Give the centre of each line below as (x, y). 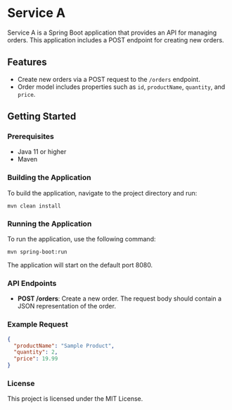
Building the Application (49, 178)
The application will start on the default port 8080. (80, 265)
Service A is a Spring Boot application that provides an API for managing (112, 32)
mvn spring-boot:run (38, 252)
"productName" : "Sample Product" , (64, 346)
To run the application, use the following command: (82, 239)
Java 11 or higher (42, 152)
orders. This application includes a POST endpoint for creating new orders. (116, 40)
